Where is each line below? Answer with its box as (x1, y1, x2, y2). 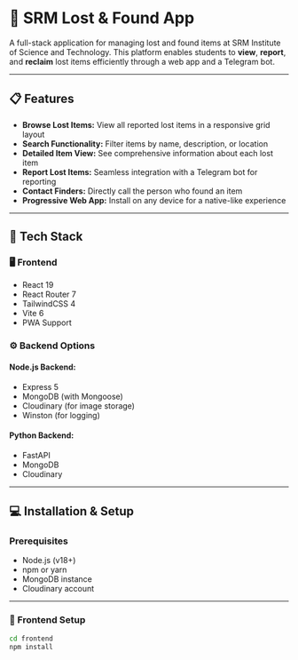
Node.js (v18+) (21, 555, 76, 566)
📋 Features (9, 91, 74, 107)
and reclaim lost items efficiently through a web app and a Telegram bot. (9, 56, 275, 67)
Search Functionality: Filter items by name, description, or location (21, 138, 269, 149)
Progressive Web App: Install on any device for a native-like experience (21, 195, 286, 205)
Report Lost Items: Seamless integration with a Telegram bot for (21, 166, 258, 177)
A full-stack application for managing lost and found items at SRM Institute (9, 37, 281, 48)
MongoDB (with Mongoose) (21, 391, 124, 402)
